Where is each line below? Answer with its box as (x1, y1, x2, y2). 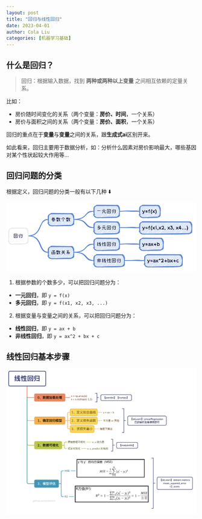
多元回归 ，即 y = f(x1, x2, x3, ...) (14, 299, 109, 306)
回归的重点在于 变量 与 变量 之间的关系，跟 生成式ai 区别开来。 (6, 131, 154, 138)
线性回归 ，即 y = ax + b (14, 324, 76, 332)
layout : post (6, 10, 39, 16)
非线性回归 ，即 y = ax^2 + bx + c (14, 332, 100, 339)
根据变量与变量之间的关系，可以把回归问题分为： (14, 312, 137, 319)
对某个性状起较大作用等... (6, 151, 69, 158)
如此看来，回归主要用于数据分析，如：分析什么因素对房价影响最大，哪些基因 (6, 143, 197, 151)
